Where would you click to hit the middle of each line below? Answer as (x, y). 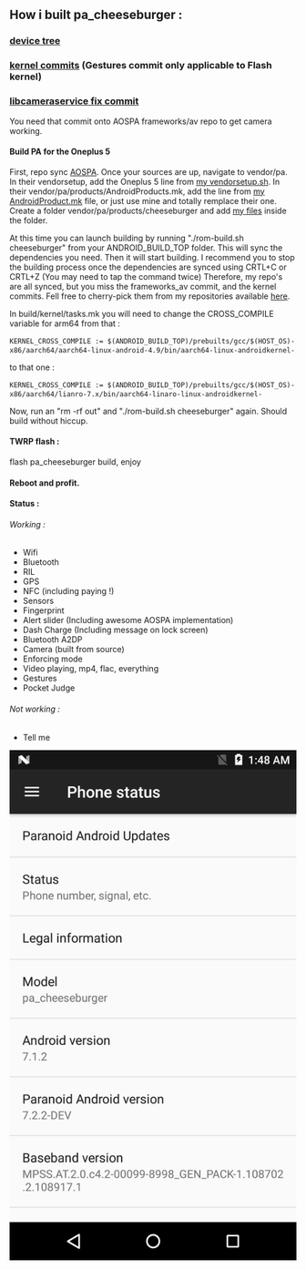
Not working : (35, 709)
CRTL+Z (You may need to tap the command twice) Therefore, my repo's (146, 276)
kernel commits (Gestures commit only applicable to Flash (141, 66)
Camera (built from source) (73, 650)
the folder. (29, 220)
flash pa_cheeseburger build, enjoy (75, 461)
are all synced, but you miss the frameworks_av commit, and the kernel (143, 286)
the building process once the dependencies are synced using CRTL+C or (148, 267)
